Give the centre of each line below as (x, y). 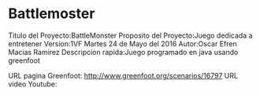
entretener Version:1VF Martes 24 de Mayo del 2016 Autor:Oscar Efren (123, 43)
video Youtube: (33, 84)
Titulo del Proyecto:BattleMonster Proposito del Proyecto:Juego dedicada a (131, 35)
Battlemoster (52, 14)
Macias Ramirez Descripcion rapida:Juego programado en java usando (123, 52)
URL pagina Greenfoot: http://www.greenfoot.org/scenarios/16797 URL (123, 75)
